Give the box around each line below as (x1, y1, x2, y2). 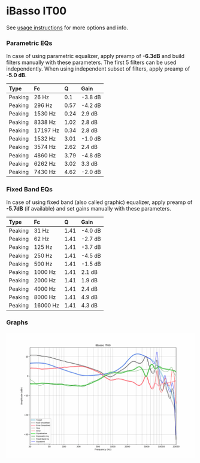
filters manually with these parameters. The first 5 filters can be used (6, 59, 177, 66)
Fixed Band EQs (6, 185, 53, 193)
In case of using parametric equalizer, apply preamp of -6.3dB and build (6, 53, 184, 60)
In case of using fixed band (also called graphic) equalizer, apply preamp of (6, 199, 193, 206)
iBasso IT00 (6, 4, 67, 18)
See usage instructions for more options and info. (6, 24, 129, 31)
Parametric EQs (6, 39, 53, 47)
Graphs (6, 318, 28, 327)
